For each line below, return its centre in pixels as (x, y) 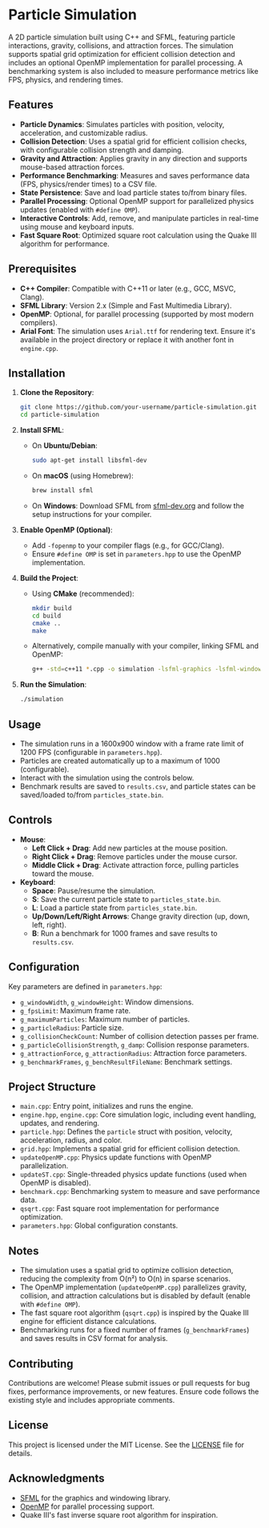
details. (20, 1453)
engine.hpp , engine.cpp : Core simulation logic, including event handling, (138, 1114)
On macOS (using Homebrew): (82, 476)
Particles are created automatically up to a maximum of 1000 (120, 760)
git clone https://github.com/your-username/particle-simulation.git (139, 407)
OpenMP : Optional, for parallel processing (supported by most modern (137, 314)
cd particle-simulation (60, 415)
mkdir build (52, 608)
